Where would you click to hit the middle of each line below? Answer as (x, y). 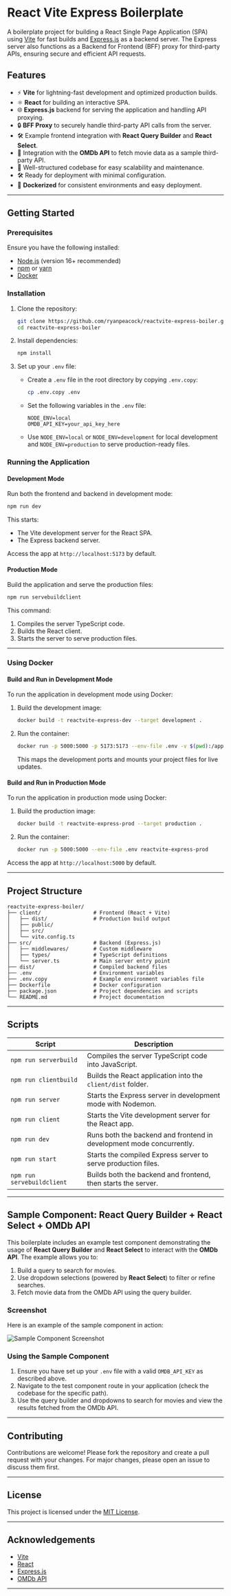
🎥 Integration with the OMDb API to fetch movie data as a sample (109, 152)
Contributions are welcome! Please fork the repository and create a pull (108, 1452)
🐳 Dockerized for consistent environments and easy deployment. (109, 185)
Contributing (35, 1436)
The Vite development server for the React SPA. (85, 533)
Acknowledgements (51, 1540)
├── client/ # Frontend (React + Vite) (89, 913)
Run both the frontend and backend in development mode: (90, 494)
